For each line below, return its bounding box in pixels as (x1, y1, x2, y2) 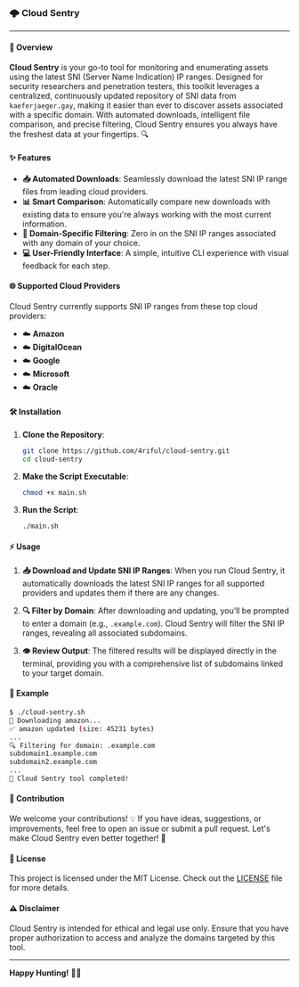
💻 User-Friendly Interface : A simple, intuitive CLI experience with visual (21, 247, 289, 258)
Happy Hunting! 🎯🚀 (9, 967, 82, 978)
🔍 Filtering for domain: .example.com (9, 741, 156, 750)
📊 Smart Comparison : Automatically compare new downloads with (21, 196, 271, 207)
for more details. (9, 883, 69, 893)
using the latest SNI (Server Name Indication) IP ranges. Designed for (9, 71, 264, 82)
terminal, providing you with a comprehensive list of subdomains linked (21, 658, 283, 669)
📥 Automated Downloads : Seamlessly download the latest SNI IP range (21, 173, 287, 184)
